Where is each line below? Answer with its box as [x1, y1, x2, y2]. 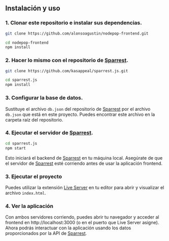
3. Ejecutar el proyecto [5, 173, 62, 180]
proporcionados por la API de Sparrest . [5, 230, 87, 236]
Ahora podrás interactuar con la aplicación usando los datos [5, 225, 131, 231]
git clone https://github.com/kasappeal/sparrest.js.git [5, 68, 128, 73]
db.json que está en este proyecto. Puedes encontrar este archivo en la [5, 111, 155, 117]
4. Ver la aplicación [5, 202, 53, 209]
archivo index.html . [5, 190, 47, 196]
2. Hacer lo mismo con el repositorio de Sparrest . [5, 57, 128, 64]
